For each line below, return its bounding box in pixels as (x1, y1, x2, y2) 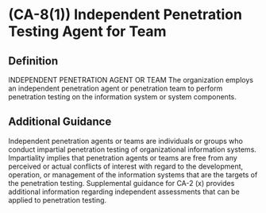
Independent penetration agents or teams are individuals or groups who (8, 136, 244, 145)
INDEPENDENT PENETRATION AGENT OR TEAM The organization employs (8, 76, 254, 84)
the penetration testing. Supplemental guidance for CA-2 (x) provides (8, 178, 235, 188)
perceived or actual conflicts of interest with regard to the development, (8, 161, 244, 171)
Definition (8, 54, 58, 68)
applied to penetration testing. (8, 195, 107, 204)
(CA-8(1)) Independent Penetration (8, 6, 242, 24)
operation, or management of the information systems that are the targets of (8, 169, 258, 180)
